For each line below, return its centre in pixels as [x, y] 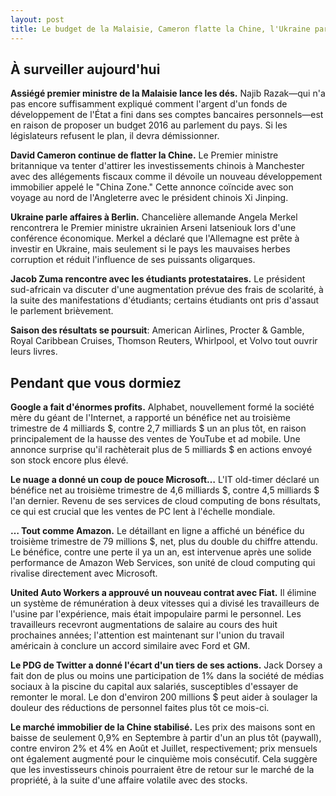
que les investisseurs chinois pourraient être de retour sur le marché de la [162, 770]
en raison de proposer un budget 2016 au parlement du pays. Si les [149, 125]
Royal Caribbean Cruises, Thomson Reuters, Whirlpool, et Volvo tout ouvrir [164, 341]
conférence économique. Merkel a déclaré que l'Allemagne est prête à [155, 238]
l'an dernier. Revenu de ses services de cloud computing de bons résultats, [165, 501]
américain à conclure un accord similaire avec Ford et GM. [130, 646]
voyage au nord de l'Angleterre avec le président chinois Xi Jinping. [149, 198]
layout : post [37, 19]
